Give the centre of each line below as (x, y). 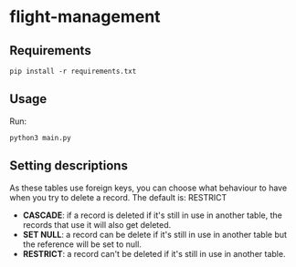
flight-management (85, 17)
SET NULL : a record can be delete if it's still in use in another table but (155, 234)
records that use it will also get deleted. (97, 224)
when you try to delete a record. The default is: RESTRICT (118, 197)
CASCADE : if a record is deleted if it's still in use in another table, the (153, 215)
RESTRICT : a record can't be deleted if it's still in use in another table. (154, 253)
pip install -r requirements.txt (73, 71)
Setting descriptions (69, 166)
